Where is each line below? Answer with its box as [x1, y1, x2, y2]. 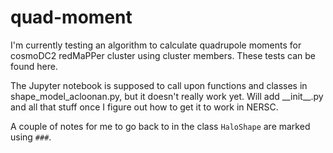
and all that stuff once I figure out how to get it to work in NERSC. [10, 101, 279, 113]
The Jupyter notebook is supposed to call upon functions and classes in [10, 79, 308, 91]
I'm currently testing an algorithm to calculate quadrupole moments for [10, 39, 302, 51]
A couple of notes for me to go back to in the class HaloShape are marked [10, 120, 311, 132]
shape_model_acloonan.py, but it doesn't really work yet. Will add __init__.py [10, 90, 324, 102]
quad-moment [10, 6, 133, 29]
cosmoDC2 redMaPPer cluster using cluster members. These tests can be [10, 49, 317, 61]
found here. [10, 60, 58, 72]
